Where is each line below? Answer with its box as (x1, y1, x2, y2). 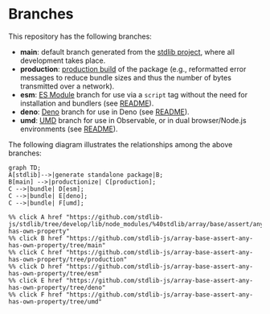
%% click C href (8, 248, 63, 256)
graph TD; (8, 163, 42, 171)
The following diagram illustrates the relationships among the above (8, 139, 233, 149)
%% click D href (8, 262, 63, 271)
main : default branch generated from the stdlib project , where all (19, 47, 235, 56)
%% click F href (8, 291, 63, 299)
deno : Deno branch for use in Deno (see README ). (19, 106, 190, 117)
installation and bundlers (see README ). (19, 98, 154, 108)
